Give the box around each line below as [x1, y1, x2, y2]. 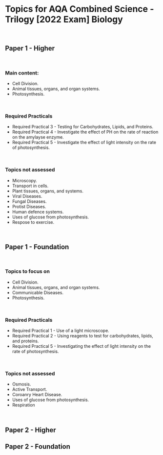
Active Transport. [12, 386, 47, 392]
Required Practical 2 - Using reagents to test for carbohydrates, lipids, [12, 333, 154, 339]
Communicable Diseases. [12, 289, 63, 295]
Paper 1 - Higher [5, 44, 55, 52]
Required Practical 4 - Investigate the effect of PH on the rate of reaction [12, 129, 159, 135]
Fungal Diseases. [12, 198, 47, 204]
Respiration [12, 402, 35, 408]
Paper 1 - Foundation [5, 243, 69, 251]
